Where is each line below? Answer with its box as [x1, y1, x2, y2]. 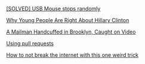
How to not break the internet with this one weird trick [6, 51, 139, 59]
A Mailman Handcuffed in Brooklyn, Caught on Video [6, 28, 136, 35]
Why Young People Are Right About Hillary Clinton [6, 17, 129, 23]
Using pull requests [6, 40, 54, 47]
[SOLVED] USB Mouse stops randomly [6, 5, 101, 12]
